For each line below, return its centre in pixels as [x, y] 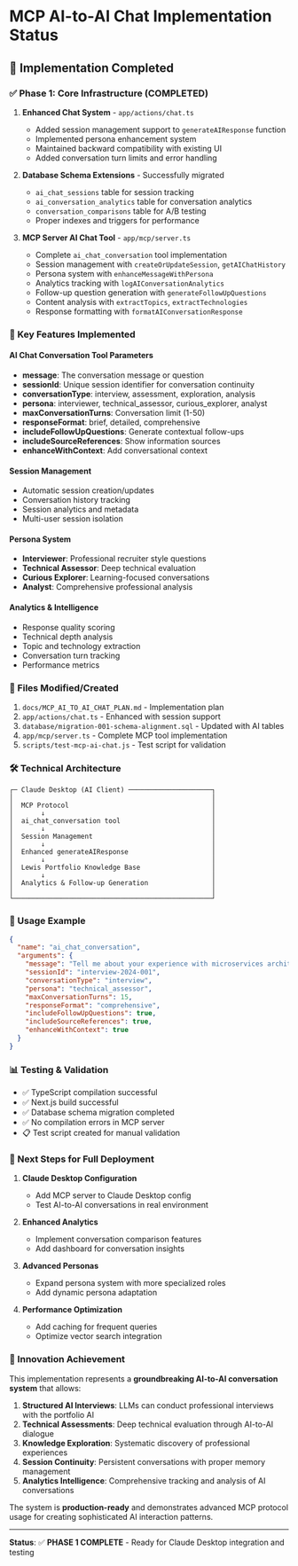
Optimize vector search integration [98, 1336]
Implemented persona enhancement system [116, 138]
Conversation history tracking [76, 500]
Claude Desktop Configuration [79, 1178]
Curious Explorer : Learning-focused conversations [116, 577]
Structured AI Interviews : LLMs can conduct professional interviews [148, 1405]
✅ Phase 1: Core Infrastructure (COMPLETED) [109, 93]
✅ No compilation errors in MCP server [94, 1123]
